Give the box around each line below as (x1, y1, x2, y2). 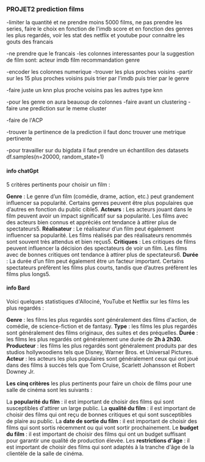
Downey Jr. (6, 368, 35, 375)
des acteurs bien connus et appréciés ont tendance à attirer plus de (6, 218, 177, 226)
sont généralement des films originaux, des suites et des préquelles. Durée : (6, 329, 198, 336)
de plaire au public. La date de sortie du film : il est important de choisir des (6, 417, 197, 425)
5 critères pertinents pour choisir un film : (6, 180, 111, 188)
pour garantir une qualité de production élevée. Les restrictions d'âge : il (6, 436, 190, 444)
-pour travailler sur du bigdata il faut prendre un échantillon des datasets (6, 147, 189, 154)
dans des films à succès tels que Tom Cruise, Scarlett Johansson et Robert (6, 361, 195, 369)
